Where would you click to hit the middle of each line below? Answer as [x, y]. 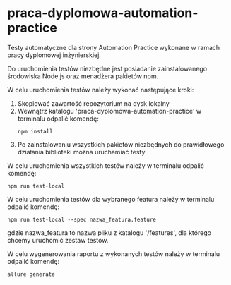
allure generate [31, 274]
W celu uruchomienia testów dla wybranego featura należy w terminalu [111, 199]
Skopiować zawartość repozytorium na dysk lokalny [93, 103]
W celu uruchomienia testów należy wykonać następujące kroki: [101, 90]
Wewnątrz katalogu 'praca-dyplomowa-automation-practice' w [109, 111]
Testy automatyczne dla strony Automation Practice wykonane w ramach [114, 47]
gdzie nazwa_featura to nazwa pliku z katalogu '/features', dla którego [109, 232]
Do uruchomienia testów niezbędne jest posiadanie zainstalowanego [107, 68]
